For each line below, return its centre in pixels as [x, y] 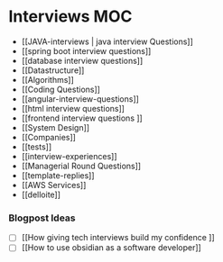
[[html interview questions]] [73, 108]
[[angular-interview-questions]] [80, 99]
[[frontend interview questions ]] [82, 118]
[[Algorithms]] [47, 79]
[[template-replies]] [58, 175]
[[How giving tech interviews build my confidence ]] [118, 238]
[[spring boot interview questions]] [86, 50]
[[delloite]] [41, 194]
